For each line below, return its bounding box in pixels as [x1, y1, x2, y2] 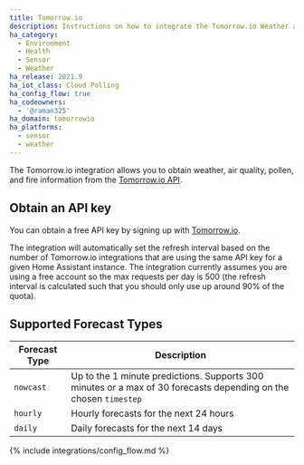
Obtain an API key [9, 200, 112, 216]
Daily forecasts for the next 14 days [71, 422, 223, 435]
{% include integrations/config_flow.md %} [9, 445, 170, 456]
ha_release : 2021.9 [9, 73, 83, 82]
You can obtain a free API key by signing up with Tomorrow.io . [9, 224, 242, 236]
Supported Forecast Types [9, 316, 163, 332]
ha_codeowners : [9, 97, 67, 107]
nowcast [14, 383, 47, 392]
